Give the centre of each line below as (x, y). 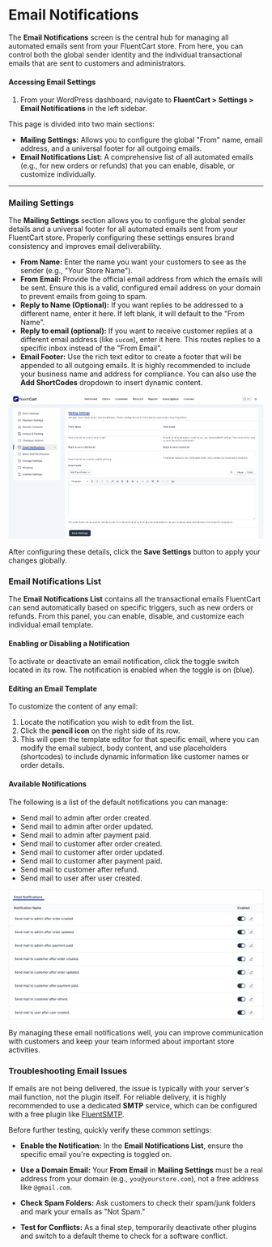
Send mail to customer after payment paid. (91, 860)
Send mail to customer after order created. (91, 843)
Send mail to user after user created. (81, 878)
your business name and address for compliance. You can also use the (138, 374)
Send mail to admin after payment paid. (86, 835)
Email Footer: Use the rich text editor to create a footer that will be (131, 357)
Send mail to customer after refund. (79, 869)
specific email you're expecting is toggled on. (96, 1155)
